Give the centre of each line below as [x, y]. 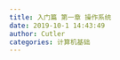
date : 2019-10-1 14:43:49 [57, 26]
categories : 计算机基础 [50, 42]
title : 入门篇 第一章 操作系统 [60, 17]
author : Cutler [37, 34]
